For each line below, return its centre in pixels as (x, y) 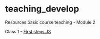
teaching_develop (42, 9)
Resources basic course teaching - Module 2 (50, 22)
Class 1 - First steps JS (28, 31)
